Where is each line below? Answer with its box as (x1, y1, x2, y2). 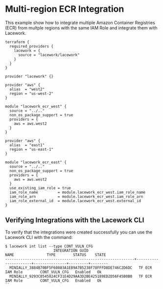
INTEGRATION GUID (53, 248, 89, 253)
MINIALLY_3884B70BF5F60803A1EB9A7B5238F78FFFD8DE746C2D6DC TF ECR (9, 265, 152, 270)
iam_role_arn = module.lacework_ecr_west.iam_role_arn (9, 194, 143, 199)
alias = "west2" (9, 87, 45, 92)
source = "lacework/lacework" (18, 53, 80, 57)
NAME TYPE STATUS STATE (5, 252, 106, 257)
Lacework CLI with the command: (5, 234, 73, 240)
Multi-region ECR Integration (5, 3, 124, 15)
